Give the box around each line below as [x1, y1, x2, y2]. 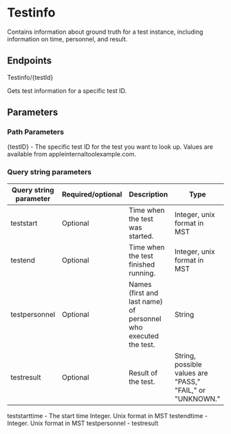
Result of [129, 368, 158, 378]
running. [129, 268, 156, 278]
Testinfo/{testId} [7, 73, 54, 81]
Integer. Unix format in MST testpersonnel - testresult [7, 419, 159, 427]
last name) [129, 296, 163, 306]
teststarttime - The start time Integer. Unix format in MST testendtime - [7, 411, 208, 420]
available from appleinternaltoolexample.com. [7, 150, 136, 158]
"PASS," [174, 377, 201, 386]
